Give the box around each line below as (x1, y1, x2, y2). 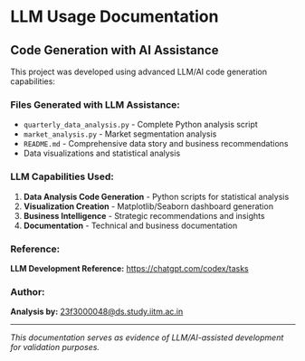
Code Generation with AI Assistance (10, 43, 219, 58)
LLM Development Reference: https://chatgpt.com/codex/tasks (10, 262, 249, 273)
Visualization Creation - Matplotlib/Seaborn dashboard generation (23, 201, 274, 212)
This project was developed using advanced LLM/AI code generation (10, 66, 268, 77)
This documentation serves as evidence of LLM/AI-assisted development (10, 332, 284, 343)
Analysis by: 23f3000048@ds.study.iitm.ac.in (10, 306, 184, 318)
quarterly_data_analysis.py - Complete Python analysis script (23, 119, 259, 130)
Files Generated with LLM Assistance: (10, 98, 180, 110)
